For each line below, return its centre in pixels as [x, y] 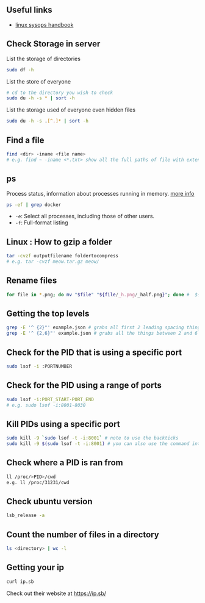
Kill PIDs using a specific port [63, 424]
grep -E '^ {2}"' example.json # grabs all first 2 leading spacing [95, 328]
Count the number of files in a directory [83, 534]
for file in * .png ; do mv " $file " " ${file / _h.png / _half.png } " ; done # [98, 294]
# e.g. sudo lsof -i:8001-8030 [46, 405]
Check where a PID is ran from [65, 463]
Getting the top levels [48, 314]
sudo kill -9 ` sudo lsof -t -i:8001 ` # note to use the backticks [92, 438]
